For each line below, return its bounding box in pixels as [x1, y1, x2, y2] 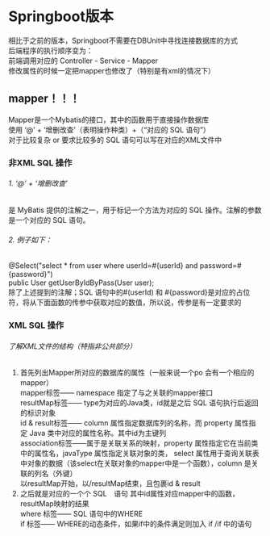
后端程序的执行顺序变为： [8, 45, 93, 55]
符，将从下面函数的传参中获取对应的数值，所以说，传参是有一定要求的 [8, 298, 242, 308]
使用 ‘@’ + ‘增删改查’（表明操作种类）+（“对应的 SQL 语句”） [8, 124, 211, 134]
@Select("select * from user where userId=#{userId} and [8, 261, 198, 270]
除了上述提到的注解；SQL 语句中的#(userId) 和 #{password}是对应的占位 [8, 287, 251, 297]
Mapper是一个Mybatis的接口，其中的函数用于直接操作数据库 [8, 115, 210, 124]
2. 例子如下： [8, 235, 52, 245]
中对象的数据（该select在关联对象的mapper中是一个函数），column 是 [19, 459, 251, 468]
